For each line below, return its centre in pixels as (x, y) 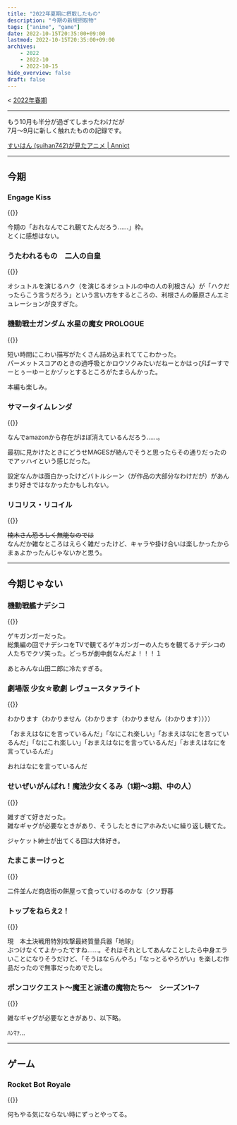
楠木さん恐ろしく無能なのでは (50, 535)
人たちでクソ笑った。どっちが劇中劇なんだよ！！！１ (85, 653)
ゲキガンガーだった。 (38, 636)
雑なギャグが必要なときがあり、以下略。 (66, 1018)
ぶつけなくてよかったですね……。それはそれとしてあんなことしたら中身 (111, 950)
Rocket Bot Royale (39, 1084)
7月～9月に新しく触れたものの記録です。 (66, 130)
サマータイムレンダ (40, 407)
